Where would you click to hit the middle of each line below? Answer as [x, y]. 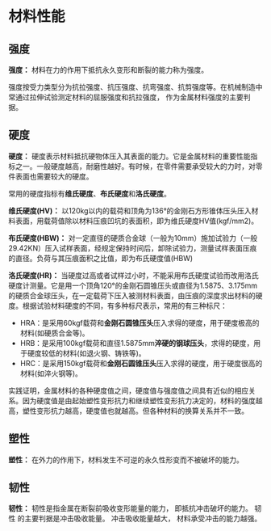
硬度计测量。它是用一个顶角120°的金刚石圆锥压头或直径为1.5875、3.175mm [133, 285]
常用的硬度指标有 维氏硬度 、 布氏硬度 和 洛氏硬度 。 [90, 193]
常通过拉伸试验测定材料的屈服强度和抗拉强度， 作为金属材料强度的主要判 [129, 97]
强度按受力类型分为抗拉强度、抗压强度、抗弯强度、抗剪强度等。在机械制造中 [135, 87]
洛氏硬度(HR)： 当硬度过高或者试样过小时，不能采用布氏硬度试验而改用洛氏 [134, 275]
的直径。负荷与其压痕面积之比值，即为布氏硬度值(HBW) [101, 258]
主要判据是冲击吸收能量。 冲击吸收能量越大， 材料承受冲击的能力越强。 [143, 519]
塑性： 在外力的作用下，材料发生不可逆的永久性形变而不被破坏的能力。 [126, 459]
